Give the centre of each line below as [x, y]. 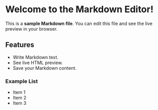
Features [20, 45]
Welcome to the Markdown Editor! [80, 9]
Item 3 [19, 103]
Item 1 [19, 92]
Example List [22, 81]
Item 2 [19, 98]
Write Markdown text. [36, 57]
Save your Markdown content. [45, 68]
